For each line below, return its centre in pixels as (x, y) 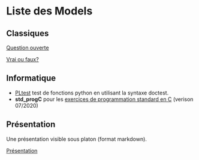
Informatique (31, 78)
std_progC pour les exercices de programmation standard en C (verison (104, 99)
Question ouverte (28, 48)
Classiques (28, 33)
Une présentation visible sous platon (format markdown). (76, 139)
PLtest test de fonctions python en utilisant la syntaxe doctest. (92, 93)
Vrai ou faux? (22, 59)
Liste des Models (49, 11)
